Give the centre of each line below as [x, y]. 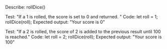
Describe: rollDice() [25, 7]
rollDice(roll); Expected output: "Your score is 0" [55, 22]
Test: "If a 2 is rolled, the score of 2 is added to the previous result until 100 [83, 31]
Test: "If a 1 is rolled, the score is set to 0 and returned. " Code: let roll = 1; [82, 17]
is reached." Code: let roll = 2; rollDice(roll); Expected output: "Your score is [83, 37]
